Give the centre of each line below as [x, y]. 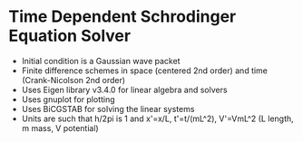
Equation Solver [70, 36]
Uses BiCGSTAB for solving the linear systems [108, 109]
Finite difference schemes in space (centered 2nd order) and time [145, 71]
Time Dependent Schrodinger [122, 17]
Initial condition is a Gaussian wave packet [101, 61]
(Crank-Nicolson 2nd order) [73, 80]
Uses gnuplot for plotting [68, 99]
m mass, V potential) [60, 128]
